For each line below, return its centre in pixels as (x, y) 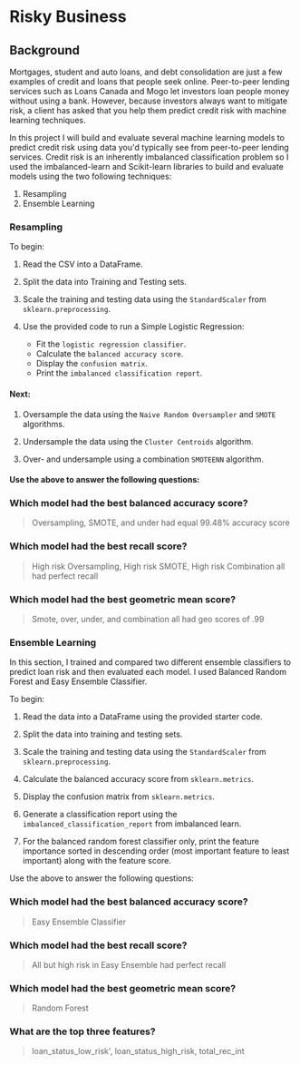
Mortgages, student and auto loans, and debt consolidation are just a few (146, 72)
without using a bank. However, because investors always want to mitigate (149, 101)
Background (44, 50)
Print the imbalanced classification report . (119, 373)
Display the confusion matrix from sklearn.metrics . (118, 796)
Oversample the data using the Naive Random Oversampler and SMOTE (149, 414)
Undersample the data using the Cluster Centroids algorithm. (138, 441)
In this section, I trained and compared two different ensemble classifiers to (150, 662)
